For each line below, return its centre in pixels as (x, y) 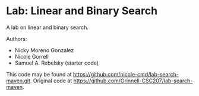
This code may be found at (39, 74)
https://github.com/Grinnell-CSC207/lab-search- (133, 81)
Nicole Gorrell (31, 56)
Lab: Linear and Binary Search (82, 11)
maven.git (18, 81)
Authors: (17, 39)
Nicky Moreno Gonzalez (44, 50)
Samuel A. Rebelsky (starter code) (57, 63)
